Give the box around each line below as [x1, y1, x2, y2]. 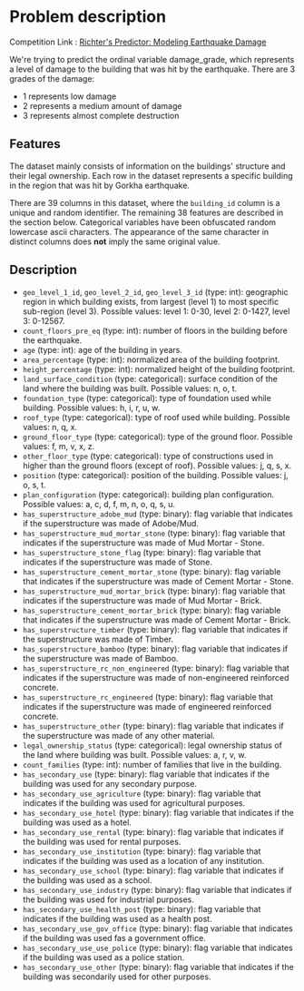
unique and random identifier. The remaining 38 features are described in [9, 207, 284, 218]
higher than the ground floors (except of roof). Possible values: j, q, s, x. [22, 460, 292, 471]
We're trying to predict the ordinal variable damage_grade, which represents [9, 54, 295, 64]
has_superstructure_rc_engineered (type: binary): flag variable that [22, 692, 274, 702]
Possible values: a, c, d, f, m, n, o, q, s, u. [22, 498, 175, 509]
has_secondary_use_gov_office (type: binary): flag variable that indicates [22, 923, 293, 934]
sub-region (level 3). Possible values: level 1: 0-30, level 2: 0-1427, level [22, 306, 290, 317]
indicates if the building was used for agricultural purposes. [22, 797, 246, 809]
